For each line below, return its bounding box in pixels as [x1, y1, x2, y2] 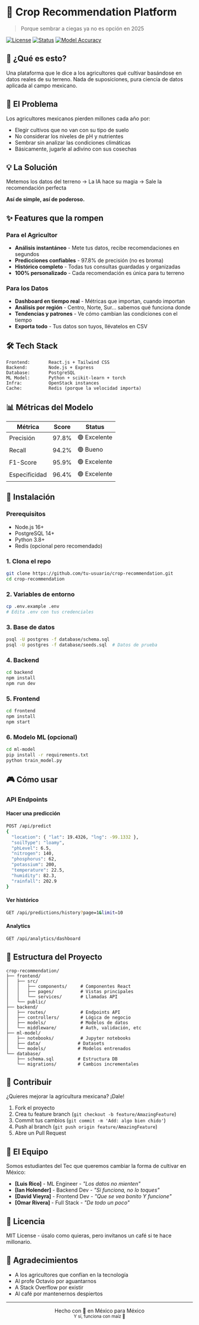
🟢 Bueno [77, 445, 104, 453]
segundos [14, 251, 40, 258]
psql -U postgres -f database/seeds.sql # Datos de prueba [6, 642, 158, 648]
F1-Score [9, 459, 37, 467]
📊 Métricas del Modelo [6, 402, 94, 412]
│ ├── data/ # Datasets [6, 1040, 105, 1046]
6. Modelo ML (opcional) [6, 733, 78, 741]
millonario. [6, 1238, 32, 1245]
